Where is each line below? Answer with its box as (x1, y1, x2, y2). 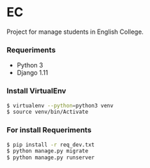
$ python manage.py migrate (6, 148, 89, 155)
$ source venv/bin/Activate (6, 108, 89, 116)
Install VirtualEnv (6, 86, 67, 96)
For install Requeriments (6, 125, 92, 135)
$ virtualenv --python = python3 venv (6, 102, 114, 109)
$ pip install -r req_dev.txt (6, 141, 95, 148)
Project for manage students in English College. (6, 27, 144, 36)
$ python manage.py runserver (6, 154, 95, 162)
